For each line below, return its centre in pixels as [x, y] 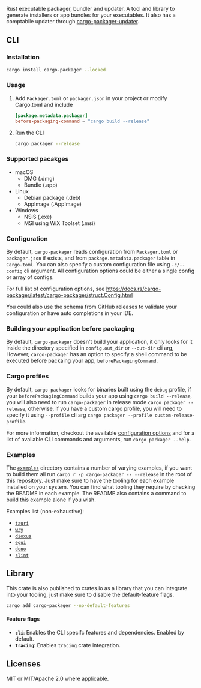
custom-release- [175, 415]
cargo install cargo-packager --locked [56, 70]
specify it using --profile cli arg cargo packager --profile [79, 415]
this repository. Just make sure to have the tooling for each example [90, 480]
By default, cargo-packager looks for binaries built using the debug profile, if [99, 389]
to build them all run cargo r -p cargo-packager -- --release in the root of [99, 474]
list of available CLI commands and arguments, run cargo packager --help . [99, 439]
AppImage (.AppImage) [53, 204]
